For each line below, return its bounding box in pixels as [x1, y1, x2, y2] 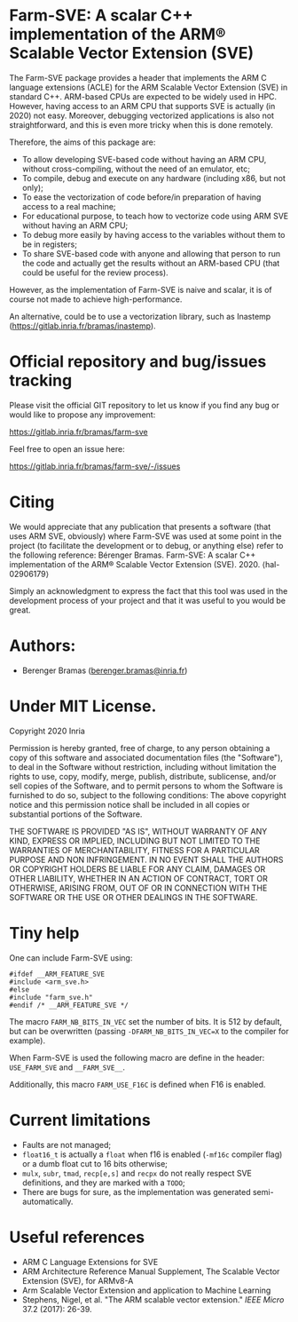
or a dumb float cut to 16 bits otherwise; [21, 1158, 169, 1168]
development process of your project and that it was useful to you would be [9, 595, 286, 606]
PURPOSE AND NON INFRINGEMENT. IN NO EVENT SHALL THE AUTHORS [9, 854, 284, 865]
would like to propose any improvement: [9, 409, 156, 420]
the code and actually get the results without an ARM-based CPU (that [21, 257, 280, 268]
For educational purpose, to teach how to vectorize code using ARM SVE [21, 210, 289, 221]
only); [21, 182, 44, 193]
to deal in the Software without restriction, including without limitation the [9, 761, 277, 772]
